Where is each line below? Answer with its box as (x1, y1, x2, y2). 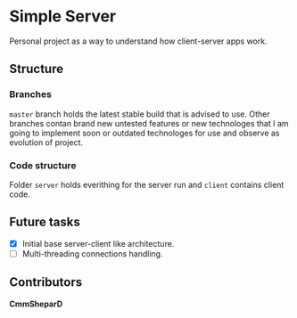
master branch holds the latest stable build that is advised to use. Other (9, 109, 270, 119)
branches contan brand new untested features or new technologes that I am (9, 118, 289, 128)
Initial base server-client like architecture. (21, 238, 175, 249)
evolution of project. (9, 136, 83, 148)
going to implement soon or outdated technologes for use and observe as (9, 127, 280, 138)
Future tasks (9, 215, 80, 230)
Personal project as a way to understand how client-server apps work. (9, 36, 268, 46)
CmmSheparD (9, 298, 63, 309)
